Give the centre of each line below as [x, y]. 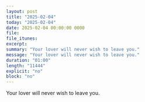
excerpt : [17, 44]
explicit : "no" [25, 71]
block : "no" [20, 76]
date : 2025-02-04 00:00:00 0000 [45, 28]
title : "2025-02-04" [31, 17]
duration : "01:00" [28, 60]
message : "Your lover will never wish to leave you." [73, 55]
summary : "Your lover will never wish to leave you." [73, 50]
